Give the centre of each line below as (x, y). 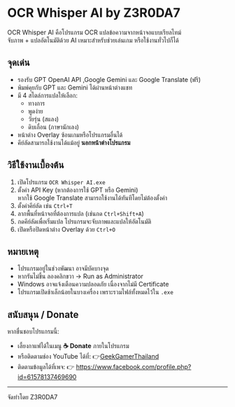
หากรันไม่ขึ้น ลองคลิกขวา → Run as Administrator (80, 276)
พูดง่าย (35, 111)
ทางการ (36, 103)
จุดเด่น (19, 63)
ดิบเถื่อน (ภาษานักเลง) (53, 127)
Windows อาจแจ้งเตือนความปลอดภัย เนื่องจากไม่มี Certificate (93, 284)
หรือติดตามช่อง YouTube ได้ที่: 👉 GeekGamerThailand (88, 357)
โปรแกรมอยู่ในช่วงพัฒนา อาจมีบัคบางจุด (63, 268)
